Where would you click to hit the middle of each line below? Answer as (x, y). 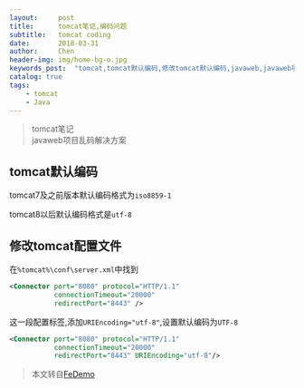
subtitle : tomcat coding (60, 34)
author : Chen (42, 52)
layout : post (42, 18)
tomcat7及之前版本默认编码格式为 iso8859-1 (90, 195)
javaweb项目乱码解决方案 (79, 141)
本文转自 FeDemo (63, 374)
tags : (19, 85)
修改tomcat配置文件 (66, 246)
